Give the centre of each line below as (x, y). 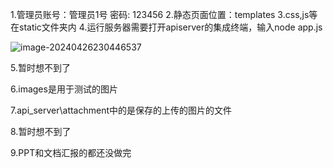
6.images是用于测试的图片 (64, 89)
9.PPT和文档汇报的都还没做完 (71, 152)
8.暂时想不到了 (41, 131)
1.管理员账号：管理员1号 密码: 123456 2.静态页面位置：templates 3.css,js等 (164, 14)
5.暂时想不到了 (40, 67)
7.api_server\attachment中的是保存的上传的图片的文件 (121, 110)
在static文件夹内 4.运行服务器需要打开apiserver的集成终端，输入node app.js (166, 27)
